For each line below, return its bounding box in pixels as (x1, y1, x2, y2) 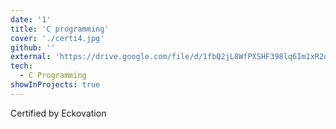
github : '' (10, 42, 56, 53)
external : (10, 52, 52, 62)
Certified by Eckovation (10, 107, 107, 119)
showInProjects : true (10, 80, 101, 90)
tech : (10, 61, 33, 71)
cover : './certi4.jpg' (10, 33, 105, 43)
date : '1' (10, 14, 52, 25)
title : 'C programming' (10, 24, 110, 34)
